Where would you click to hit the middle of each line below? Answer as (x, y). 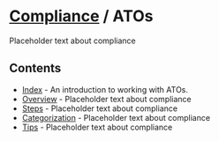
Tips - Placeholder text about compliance (97, 127)
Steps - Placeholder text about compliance (100, 108)
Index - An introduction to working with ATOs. (105, 89)
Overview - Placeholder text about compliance (106, 99)
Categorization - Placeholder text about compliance (116, 117)
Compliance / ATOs (81, 16)
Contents (35, 68)
